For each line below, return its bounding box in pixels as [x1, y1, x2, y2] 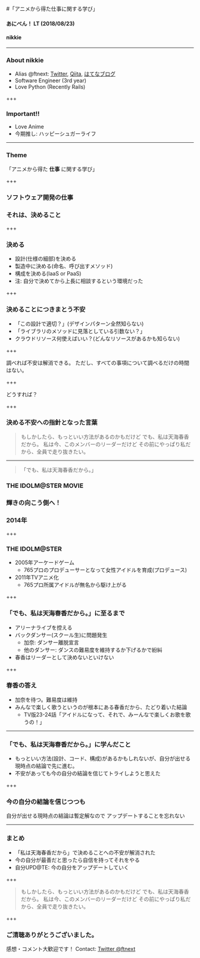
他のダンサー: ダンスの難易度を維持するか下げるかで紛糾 [23, 646, 162, 653]
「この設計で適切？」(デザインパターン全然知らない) [14, 320, 144, 327]
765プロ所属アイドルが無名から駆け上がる [23, 581, 127, 588]
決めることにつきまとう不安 [6, 305, 86, 314]
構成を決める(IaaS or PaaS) [14, 270, 82, 277]
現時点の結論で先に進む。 [14, 762, 78, 769]
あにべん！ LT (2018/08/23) [6, 20, 75, 27]
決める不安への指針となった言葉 [6, 418, 98, 427]
